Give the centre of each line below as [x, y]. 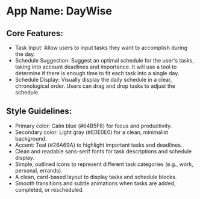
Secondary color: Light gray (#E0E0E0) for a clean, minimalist [92, 132]
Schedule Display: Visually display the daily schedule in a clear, [93, 80]
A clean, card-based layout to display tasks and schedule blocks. [96, 177]
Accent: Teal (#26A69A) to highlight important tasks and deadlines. [98, 145]
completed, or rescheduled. [49, 189]
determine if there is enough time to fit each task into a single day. [97, 73]
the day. [25, 54]
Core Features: [35, 33]
